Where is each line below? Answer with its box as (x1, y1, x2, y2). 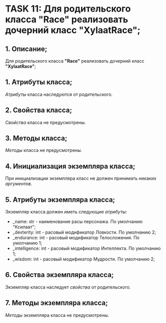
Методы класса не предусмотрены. (5, 147, 82, 153)
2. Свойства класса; (5, 106, 72, 115)
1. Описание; (5, 44, 48, 53)
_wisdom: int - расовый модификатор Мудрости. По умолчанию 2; (12, 256, 155, 262)
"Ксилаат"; (12, 224, 36, 230)
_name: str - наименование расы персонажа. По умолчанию (12, 219, 143, 225)
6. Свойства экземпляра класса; (5, 271, 114, 279)
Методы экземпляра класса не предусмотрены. (5, 312, 109, 318)
